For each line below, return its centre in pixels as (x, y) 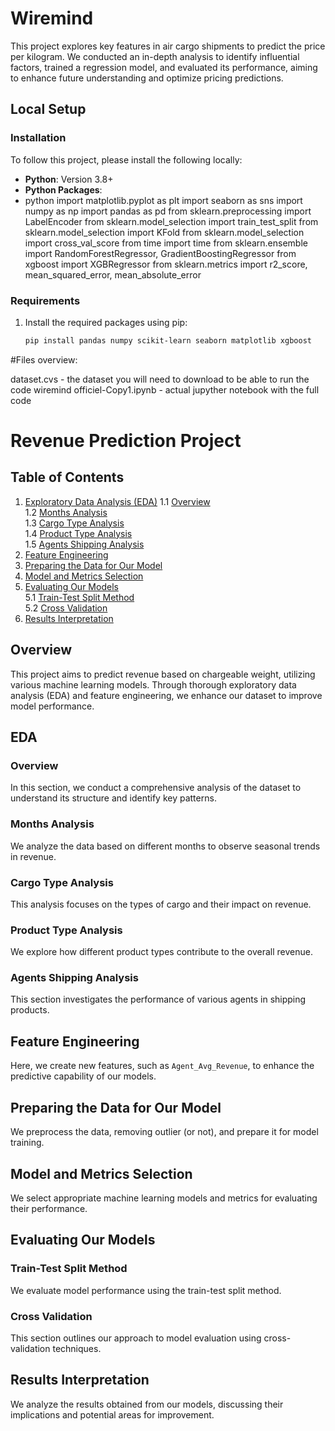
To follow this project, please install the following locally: (126, 159)
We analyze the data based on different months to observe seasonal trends (165, 846)
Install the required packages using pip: (106, 322)
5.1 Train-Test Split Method (79, 597)
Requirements (45, 300)
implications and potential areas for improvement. (112, 1414)
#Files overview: (44, 359)
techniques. (77, 1348)
